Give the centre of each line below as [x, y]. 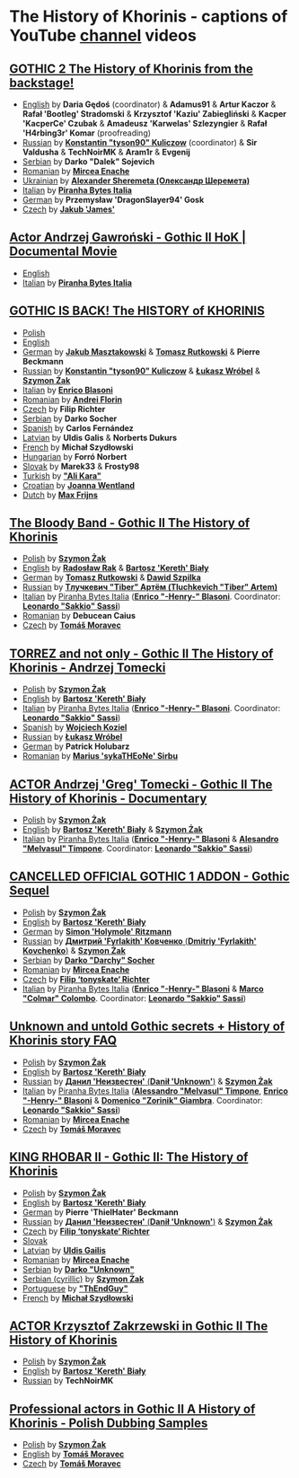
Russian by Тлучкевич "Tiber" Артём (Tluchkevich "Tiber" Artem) [150, 587]
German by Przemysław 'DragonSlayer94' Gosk [113, 200]
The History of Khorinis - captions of [149, 17]
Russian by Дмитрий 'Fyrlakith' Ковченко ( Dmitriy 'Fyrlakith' [140, 941]
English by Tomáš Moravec [73, 1454]
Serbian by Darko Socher [70, 418]
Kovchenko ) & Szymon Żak [74, 950]
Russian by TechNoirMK [68, 1381]
